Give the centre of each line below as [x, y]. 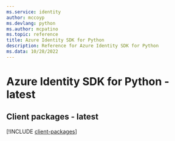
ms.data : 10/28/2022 [33, 52]
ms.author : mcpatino [33, 29]
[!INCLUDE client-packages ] [42, 131]
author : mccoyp [26, 18]
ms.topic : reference [33, 35]
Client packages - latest [53, 117]
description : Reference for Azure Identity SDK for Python [83, 46]
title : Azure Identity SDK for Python [55, 40]
